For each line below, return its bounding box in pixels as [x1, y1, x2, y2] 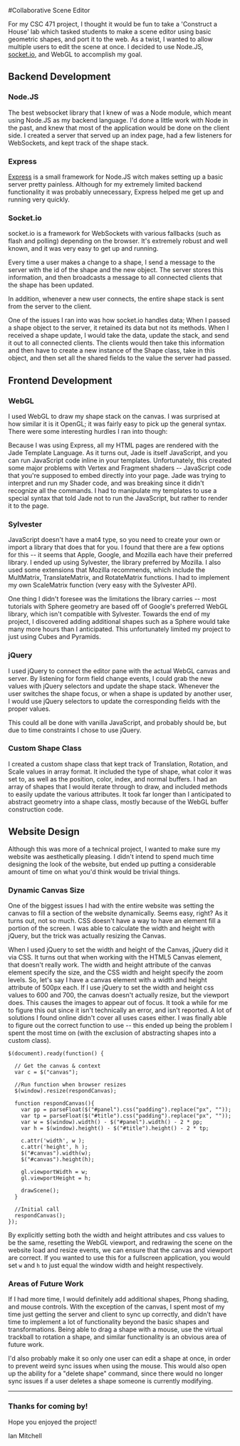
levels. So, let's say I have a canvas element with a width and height [8, 975, 207, 984]
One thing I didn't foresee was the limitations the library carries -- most [8, 595, 216, 603]
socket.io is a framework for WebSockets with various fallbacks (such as [8, 229, 221, 238]
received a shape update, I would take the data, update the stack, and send [8, 331, 229, 340]
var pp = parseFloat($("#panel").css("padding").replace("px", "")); [21, 1106, 232, 1113]
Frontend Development [8, 374, 113, 387]
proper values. [8, 704, 51, 713]
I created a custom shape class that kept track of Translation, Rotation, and [8, 759, 229, 768]
